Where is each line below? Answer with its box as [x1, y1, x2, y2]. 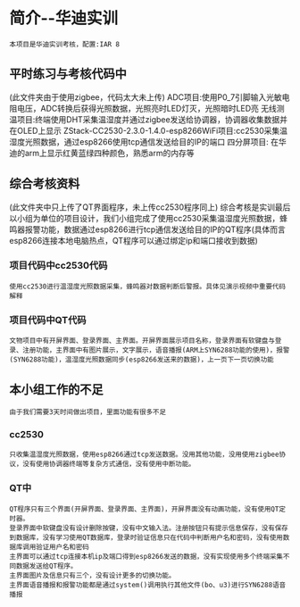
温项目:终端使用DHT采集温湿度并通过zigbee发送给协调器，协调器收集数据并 [9, 113, 288, 125]
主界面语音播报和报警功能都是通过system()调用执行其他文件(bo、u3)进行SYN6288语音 [9, 580, 287, 589]
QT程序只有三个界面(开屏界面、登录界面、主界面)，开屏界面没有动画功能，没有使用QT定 [9, 504, 286, 513]
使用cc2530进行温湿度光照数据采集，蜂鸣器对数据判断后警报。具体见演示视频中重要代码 [9, 282, 286, 291]
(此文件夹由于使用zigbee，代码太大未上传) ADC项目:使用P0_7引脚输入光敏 [9, 91, 283, 103]
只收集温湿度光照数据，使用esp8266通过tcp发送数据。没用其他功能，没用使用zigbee [9, 450, 279, 460]
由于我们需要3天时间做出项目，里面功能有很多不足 [9, 407, 167, 416]
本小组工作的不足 [9, 381, 104, 397]
